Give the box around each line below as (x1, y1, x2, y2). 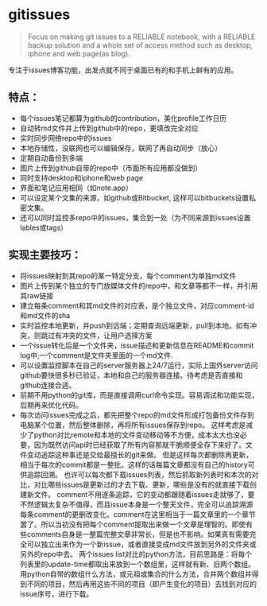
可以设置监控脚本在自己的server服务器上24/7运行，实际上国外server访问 (19, 360, 258, 370)
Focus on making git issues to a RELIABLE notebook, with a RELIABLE (27, 32, 256, 41)
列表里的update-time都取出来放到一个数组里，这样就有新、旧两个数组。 (19, 559, 256, 569)
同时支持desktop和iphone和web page (19, 173, 144, 182)
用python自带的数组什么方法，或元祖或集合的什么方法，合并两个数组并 (19, 569, 252, 578)
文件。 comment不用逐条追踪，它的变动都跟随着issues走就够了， (33, 489, 248, 499)
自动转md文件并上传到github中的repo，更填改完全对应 (19, 123, 199, 133)
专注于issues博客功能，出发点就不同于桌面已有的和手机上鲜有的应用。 (8, 65, 238, 75)
